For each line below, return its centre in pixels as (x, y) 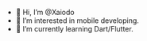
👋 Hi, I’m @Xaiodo (45, 12)
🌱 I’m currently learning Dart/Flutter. (74, 29)
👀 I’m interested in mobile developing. (77, 20)
